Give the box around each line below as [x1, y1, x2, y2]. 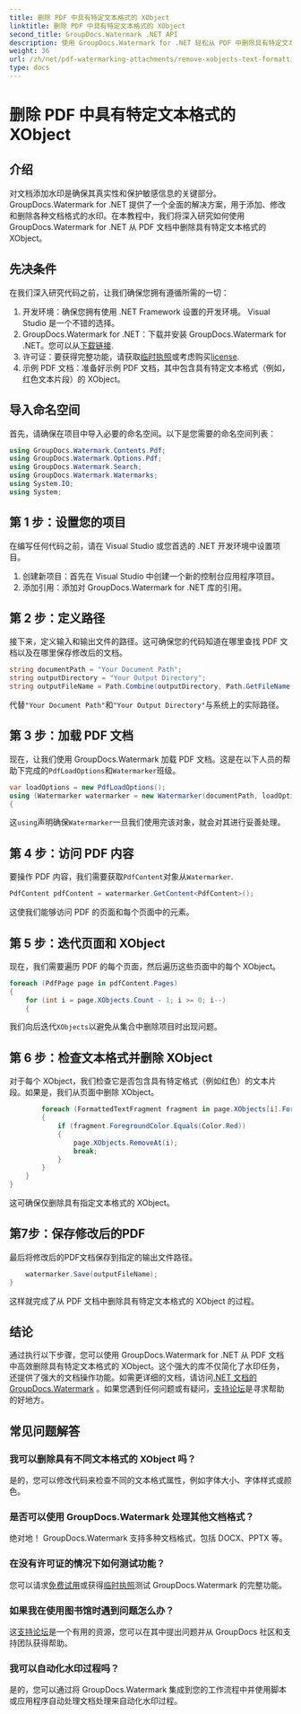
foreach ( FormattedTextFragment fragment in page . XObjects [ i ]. [41, 1105, 282, 1114]
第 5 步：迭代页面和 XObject [9, 935, 166, 950]
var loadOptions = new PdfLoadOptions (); [9, 782, 167, 791]
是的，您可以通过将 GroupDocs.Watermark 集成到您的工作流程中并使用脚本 [9, 1684, 287, 1695]
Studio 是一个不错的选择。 [21, 317, 119, 328]
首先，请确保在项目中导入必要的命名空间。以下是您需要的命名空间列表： [9, 428, 276, 438]
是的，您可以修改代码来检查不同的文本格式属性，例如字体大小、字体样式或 [9, 1475, 284, 1486]
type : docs [9, 64, 50, 73]
